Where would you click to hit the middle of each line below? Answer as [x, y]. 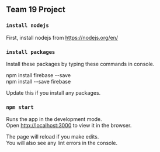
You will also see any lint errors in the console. [62, 143]
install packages [31, 52]
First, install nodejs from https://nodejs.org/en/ [62, 37]
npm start [20, 107]
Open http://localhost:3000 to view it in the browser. [69, 126]
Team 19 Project [36, 10]
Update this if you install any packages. [53, 92]
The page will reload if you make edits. [53, 137]
